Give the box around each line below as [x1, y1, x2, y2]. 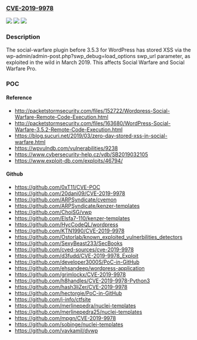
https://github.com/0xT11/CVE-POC [14, 183, 101, 190]
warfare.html [14, 138, 46, 145]
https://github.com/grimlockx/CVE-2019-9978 [14, 271, 126, 278]
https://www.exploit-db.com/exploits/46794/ [14, 157, 123, 164]
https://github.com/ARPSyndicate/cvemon [14, 196, 117, 203]
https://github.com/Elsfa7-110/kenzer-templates [14, 214, 130, 221]
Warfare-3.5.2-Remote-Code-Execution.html [14, 126, 123, 133]
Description [6, 33, 40, 41]
